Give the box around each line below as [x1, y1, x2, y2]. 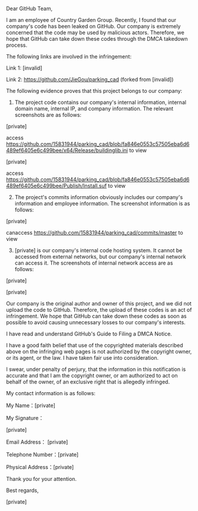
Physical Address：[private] [6, 464, 74, 470]
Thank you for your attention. [6, 476, 77, 482]
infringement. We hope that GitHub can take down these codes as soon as [6, 313, 187, 320]
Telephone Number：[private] [6, 451, 79, 458]
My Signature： [6, 415, 44, 421]
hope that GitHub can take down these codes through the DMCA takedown [6, 35, 188, 42]
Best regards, [6, 487, 39, 494]
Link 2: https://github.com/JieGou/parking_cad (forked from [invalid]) [6, 76, 174, 83]
